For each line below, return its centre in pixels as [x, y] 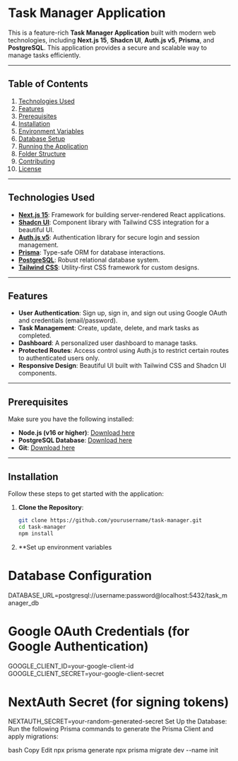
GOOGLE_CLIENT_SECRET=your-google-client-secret [86, 673]
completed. [35, 336]
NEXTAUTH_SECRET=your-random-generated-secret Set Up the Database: [118, 721]
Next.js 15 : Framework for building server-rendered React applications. [122, 214]
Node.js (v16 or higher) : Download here [76, 433]
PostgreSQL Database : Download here [75, 441]
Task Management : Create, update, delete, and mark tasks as [109, 328]
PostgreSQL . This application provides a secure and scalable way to [108, 47]
